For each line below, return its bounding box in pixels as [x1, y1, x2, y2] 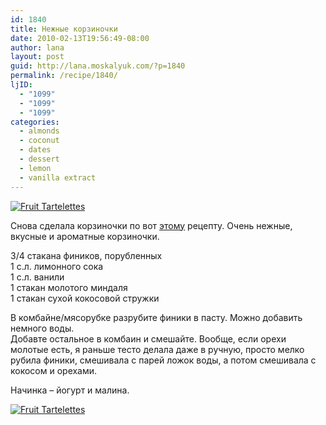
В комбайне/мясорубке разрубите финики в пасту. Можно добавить [10, 311, 303, 323]
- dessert [19, 154, 60, 164]
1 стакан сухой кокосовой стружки [10, 292, 160, 304]
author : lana [10, 42, 65, 53]
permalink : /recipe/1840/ [10, 71, 118, 81]
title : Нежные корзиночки [10, 24, 118, 34]
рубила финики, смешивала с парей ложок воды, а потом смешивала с [10, 354, 317, 366]
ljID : [10, 80, 33, 90]
